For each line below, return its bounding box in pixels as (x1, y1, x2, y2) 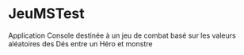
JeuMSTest (8, 5, 85, 23)
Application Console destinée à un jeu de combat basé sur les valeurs (8, 31, 236, 40)
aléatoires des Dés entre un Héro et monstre (8, 38, 153, 48)
